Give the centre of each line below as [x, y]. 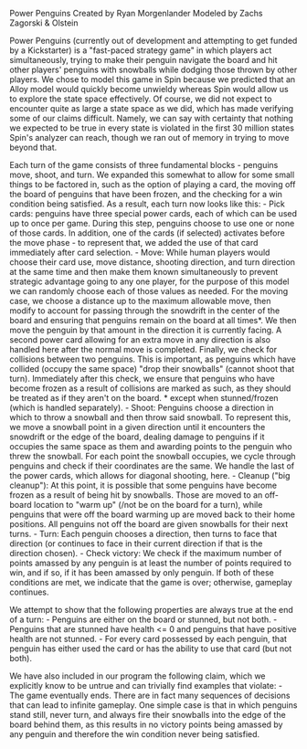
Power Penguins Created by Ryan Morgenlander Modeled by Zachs [136, 13]
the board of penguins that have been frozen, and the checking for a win [146, 194]
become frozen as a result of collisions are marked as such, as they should [150, 388]
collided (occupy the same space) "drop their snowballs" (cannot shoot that [152, 369]
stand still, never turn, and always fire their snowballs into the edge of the [148, 715]
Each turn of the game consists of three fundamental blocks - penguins [144, 165]
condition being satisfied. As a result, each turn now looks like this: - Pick [147, 204]
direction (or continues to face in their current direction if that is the [136, 543]
